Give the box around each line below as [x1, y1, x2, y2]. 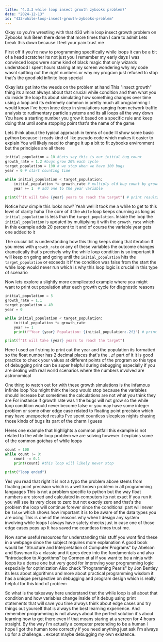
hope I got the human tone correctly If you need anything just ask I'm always [5, 626, 158, 632]
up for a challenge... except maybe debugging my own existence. [5, 631, 136, 637]
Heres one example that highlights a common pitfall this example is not [5, 428, 147, 433]
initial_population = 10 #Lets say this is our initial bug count [5, 155, 142, 160]
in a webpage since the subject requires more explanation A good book [5, 539, 148, 545]
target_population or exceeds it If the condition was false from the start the [5, 259, 157, 265]
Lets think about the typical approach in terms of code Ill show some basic [5, 130, 154, 136]
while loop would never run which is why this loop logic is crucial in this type [5, 264, 158, 270]
